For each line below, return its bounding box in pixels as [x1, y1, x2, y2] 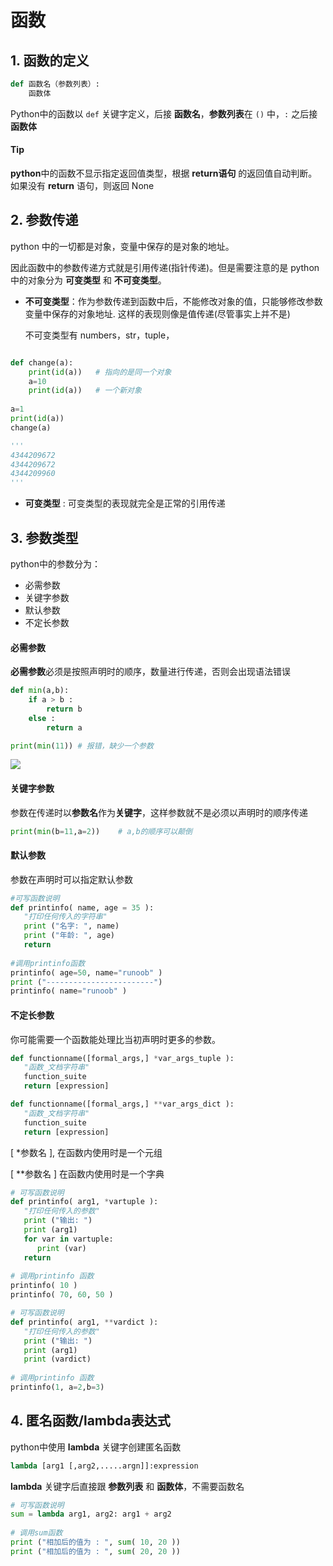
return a [46, 722, 83, 733]
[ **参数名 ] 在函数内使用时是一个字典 [10, 1167, 165, 1180]
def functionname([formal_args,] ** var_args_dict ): [10, 1099, 235, 1110]
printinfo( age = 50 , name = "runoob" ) [10, 967, 163, 978]
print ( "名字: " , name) [23, 921, 120, 931]
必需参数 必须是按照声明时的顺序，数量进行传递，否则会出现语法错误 [10, 666, 291, 678]
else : [28, 713, 56, 723]
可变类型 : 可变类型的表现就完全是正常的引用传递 [24, 497, 226, 510]
